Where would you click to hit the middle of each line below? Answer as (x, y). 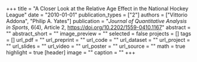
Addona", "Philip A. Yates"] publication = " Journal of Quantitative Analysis (96, 21)
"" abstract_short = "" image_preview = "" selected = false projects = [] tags (99, 34)
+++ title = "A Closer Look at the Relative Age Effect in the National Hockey (97, 9)
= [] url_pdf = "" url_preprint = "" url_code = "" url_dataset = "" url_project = (98, 40)
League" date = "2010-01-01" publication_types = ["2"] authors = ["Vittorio (97, 15)
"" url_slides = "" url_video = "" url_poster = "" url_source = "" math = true (96, 46)
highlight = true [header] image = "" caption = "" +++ (71, 52)
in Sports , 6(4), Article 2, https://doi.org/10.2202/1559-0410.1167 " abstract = (98, 27)
